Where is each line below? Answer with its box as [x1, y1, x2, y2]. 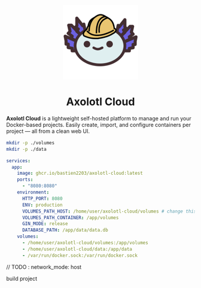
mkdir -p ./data [6, 146, 47, 152]
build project [6, 275, 38, 282]
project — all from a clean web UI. [6, 128, 90, 135]
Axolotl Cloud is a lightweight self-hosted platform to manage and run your [6, 114, 191, 122]
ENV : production [22, 202, 63, 208]
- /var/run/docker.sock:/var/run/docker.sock [22, 252, 138, 259]
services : [6, 157, 31, 163]
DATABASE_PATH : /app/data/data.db [22, 227, 109, 234]
